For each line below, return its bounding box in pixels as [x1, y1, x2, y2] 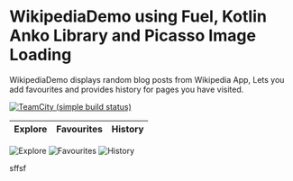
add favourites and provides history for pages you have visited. [9, 84, 244, 95]
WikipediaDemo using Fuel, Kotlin [9, 6, 268, 27]
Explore [14, 122, 48, 135]
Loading [9, 45, 72, 65]
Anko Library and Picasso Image [9, 25, 257, 46]
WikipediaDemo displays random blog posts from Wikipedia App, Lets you [9, 74, 285, 85]
